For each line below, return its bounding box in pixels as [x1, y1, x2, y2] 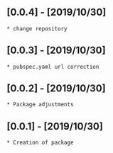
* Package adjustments [6, 101, 74, 108]
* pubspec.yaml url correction [6, 63, 99, 70]
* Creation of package [6, 139, 74, 147]
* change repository [6, 25, 68, 32]
